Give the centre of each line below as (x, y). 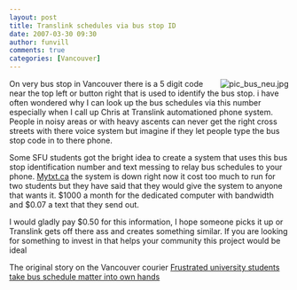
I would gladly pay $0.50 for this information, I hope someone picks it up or (146, 222)
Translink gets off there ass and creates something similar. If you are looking (148, 231)
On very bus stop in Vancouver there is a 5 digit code (106, 84)
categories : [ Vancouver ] (55, 59)
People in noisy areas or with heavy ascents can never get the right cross (143, 121)
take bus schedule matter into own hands (85, 277)
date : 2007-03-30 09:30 (53, 34)
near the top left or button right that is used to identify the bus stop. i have (144, 93)
